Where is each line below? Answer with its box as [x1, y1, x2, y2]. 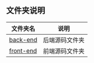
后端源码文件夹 [43, 36, 85, 44]
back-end [9, 35, 37, 44]
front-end [9, 47, 37, 55]
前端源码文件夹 [43, 47, 85, 55]
